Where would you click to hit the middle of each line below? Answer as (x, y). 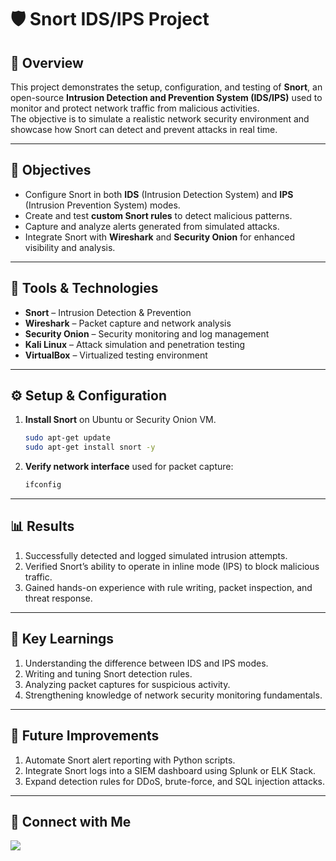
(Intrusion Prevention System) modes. (102, 205)
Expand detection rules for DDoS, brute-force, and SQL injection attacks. (175, 781)
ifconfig (43, 485)
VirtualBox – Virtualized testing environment (116, 355)
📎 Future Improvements (85, 736)
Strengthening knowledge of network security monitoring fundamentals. (173, 695)
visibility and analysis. (70, 247)
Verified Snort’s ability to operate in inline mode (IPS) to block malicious (172, 566)
